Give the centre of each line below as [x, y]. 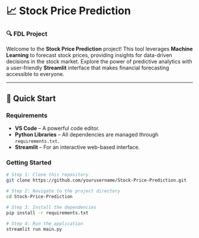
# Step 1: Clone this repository [47, 175]
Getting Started [29, 163]
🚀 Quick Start [31, 98]
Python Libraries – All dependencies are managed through [86, 135]
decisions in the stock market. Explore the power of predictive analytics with [99, 62]
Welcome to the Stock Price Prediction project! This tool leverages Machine [99, 49]
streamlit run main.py [34, 229]
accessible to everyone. [35, 74]
